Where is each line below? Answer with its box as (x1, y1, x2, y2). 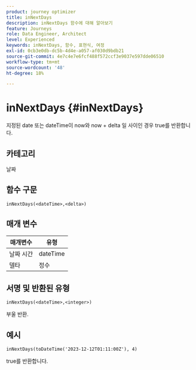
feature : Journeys (6, 25, 52, 32)
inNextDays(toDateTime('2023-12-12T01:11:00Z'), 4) (6, 346, 137, 353)
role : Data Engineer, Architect (6, 31, 87, 37)
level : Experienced (6, 37, 55, 43)
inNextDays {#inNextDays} (6, 101, 144, 115)
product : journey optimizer (6, 8, 76, 15)
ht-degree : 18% (6, 70, 44, 76)
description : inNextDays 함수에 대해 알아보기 (6, 20, 113, 26)
